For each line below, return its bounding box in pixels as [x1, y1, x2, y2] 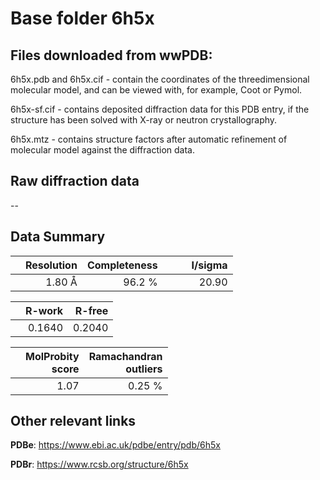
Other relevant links [10, 413, 137, 430]
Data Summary [10, 228, 106, 246]
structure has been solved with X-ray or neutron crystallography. [10, 114, 278, 126]
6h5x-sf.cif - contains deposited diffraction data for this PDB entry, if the [10, 103, 310, 115]
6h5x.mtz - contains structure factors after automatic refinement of [10, 133, 288, 145]
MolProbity [25, 349, 80, 363]
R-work [25, 303, 64, 317]
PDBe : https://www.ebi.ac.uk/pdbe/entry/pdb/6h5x [10, 439, 221, 451]
